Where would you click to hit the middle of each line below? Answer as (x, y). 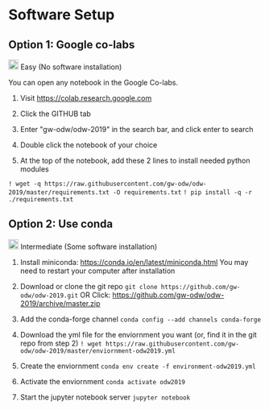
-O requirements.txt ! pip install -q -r (182, 193)
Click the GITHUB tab (55, 114)
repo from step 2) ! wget (61, 343)
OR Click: (95, 295)
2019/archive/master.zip (60, 303)
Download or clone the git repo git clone (89, 286)
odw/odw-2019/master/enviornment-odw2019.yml (97, 351)
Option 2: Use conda (61, 224)
